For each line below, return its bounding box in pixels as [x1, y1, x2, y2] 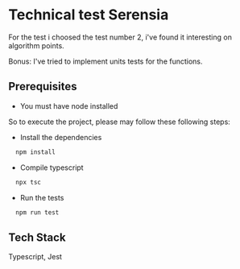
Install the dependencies [19, 132, 102, 142]
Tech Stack [8, 230, 66, 244]
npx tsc [15, 178, 42, 186]
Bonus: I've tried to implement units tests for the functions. [8, 56, 203, 66]
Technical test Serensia [8, 6, 169, 24]
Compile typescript [19, 163, 84, 172]
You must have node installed [19, 101, 118, 110]
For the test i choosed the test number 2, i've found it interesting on [8, 32, 232, 42]
